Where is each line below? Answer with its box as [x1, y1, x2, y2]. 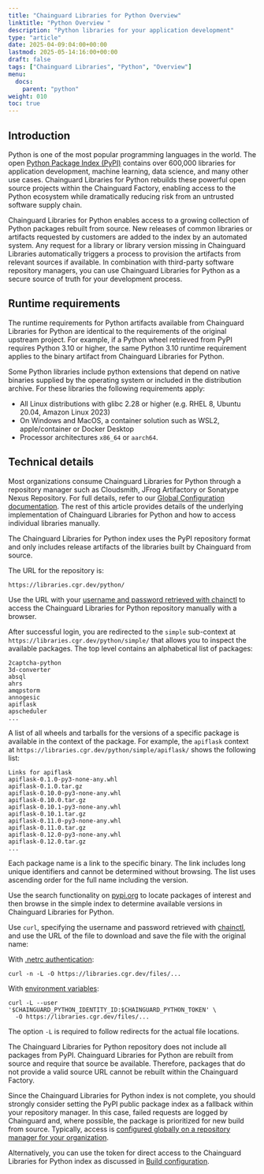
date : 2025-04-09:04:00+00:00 [8, 41, 108, 49]
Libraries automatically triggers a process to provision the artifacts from [8, 249, 241, 258]
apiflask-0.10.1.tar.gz [8, 810, 87, 818]
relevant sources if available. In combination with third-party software [8, 257, 234, 267]
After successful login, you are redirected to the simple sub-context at [8, 627, 236, 636]
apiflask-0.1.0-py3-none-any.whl [8, 775, 118, 783]
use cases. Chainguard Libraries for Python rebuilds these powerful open [8, 174, 247, 184]
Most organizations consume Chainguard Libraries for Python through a [8, 476, 242, 486]
